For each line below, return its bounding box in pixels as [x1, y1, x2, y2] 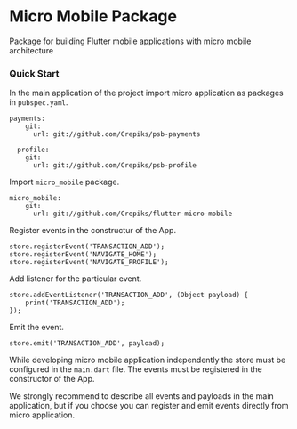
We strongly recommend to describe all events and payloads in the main [9, 391, 274, 401]
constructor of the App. [9, 374, 95, 384]
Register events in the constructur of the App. [9, 225, 176, 236]
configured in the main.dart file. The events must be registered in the [9, 364, 262, 375]
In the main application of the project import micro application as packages [9, 87, 285, 99]
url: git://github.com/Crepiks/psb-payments [32, 130, 201, 139]
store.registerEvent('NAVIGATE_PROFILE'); [9, 258, 169, 267]
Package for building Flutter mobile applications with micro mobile [9, 36, 252, 46]
